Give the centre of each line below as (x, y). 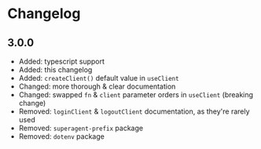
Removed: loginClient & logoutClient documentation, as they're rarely (134, 111)
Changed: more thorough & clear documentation (97, 86)
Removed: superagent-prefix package (81, 128)
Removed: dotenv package (62, 136)
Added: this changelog (55, 70)
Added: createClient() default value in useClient (99, 78)
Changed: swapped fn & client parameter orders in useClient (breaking (136, 94)
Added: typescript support (62, 61)
